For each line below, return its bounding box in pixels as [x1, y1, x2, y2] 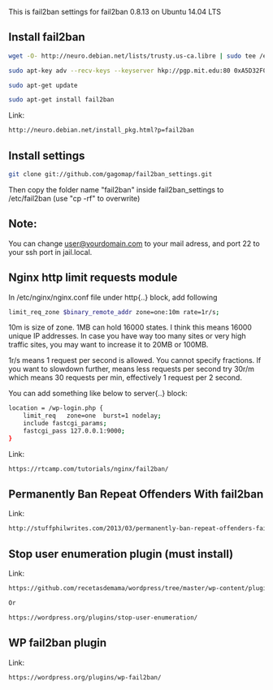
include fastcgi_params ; [23, 420, 107, 428]
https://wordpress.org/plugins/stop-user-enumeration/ [8, 613, 198, 622]
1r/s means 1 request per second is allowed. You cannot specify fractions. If [8, 356, 262, 365]
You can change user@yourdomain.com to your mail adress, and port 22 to [8, 239, 260, 248]
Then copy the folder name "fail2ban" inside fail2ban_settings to [8, 184, 224, 194]
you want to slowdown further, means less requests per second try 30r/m [8, 364, 254, 374]
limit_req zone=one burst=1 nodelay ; [23, 412, 162, 420]
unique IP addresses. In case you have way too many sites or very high [8, 331, 246, 341]
